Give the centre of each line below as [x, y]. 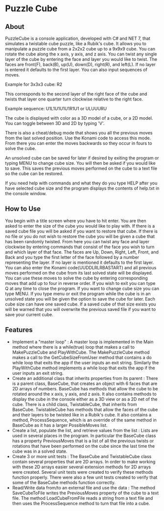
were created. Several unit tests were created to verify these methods [82, 472]
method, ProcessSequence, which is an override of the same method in [84, 420]
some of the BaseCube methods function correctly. [64, 482]
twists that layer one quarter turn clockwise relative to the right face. [74, 99]
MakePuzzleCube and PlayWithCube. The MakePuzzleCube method [81, 352]
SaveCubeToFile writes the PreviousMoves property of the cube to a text [85, 493]
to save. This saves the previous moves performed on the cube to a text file [81, 168]
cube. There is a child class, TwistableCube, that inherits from [74, 404]
